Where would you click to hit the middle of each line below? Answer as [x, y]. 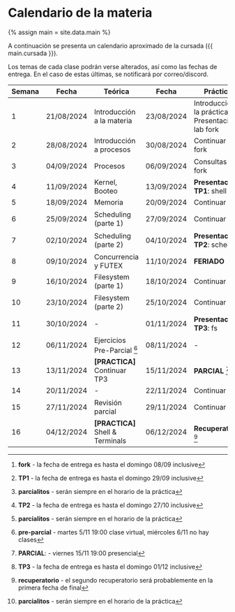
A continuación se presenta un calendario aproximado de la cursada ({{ [111, 45]
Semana [25, 91]
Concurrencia [116, 256]
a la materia [113, 120]
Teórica [116, 91]
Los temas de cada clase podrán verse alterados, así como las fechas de [113, 66]
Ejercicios [110, 340]
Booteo [106, 191]
